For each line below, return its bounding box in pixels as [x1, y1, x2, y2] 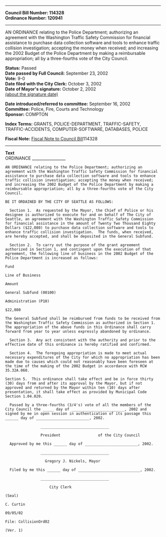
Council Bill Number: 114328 [5, 10, 65, 15]
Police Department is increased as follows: [5, 255, 98, 260]
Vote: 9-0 [5, 76, 26, 82]
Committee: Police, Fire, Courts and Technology [5, 106, 104, 112]
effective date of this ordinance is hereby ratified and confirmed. [5, 342, 152, 347]
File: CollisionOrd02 [5, 519, 50, 524]
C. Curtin [5, 502, 26, 507]
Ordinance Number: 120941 [5, 15, 63, 21]
